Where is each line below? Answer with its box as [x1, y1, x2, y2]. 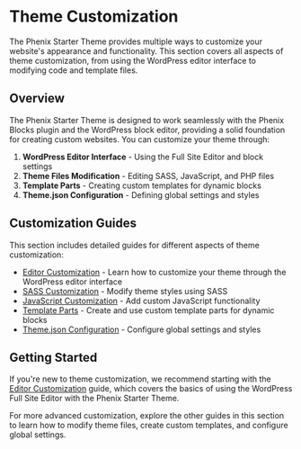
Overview [9, 91, 66, 106]
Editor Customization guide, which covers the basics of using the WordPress [9, 383, 293, 394]
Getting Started [9, 349, 98, 365]
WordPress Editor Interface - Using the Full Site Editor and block [22, 151, 263, 162]
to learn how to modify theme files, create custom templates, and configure [9, 420, 289, 431]
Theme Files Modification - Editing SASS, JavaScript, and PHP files [22, 170, 275, 181]
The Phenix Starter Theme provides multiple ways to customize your [9, 36, 263, 47]
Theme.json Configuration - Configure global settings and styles [22, 324, 261, 335]
